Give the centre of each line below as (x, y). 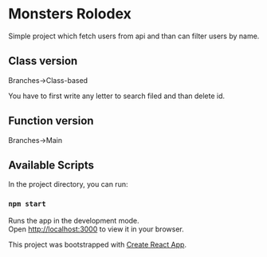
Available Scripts (51, 165)
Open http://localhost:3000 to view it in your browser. (96, 229)
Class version (43, 61)
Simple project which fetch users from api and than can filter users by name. (134, 36)
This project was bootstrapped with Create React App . (98, 244)
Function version (51, 121)
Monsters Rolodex (70, 14)
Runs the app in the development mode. (74, 220)
